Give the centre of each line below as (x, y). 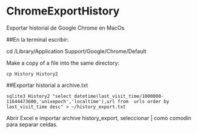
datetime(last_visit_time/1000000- (119, 96)
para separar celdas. (32, 124)
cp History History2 (32, 74)
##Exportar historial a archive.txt (47, 85)
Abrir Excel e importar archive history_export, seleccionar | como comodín (99, 118)
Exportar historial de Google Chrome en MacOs (65, 28)
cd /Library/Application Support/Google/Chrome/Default (76, 51)
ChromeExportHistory (63, 11)
